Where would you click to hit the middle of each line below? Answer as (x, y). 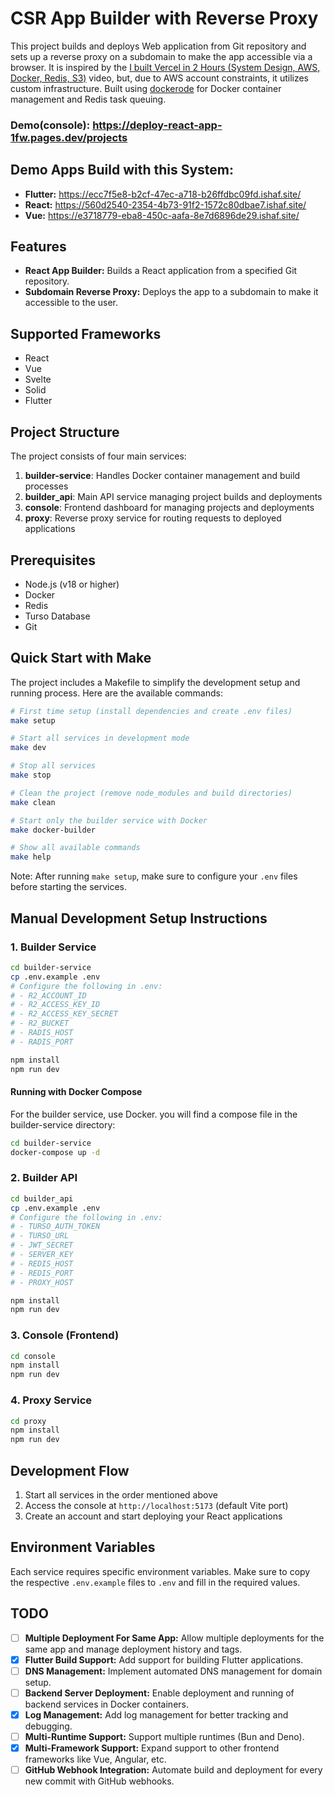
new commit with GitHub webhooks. (99, 1781)
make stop (31, 775)
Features (38, 247)
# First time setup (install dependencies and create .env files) (151, 711)
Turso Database (57, 616)
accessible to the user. (71, 303)
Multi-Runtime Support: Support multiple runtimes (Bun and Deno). (164, 1736)
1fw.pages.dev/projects (69, 137)
